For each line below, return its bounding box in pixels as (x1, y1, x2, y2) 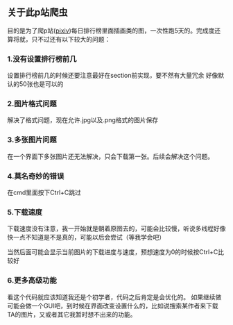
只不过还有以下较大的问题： (31, 35, 111, 43)
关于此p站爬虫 (7, 6, 68, 19)
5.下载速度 (7, 207, 43, 217)
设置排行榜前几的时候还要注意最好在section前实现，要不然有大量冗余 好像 (7, 72, 218, 80)
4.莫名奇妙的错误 (7, 171, 64, 181)
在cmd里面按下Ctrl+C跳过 (7, 188, 82, 197)
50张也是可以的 (19, 80, 64, 88)
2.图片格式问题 (7, 99, 57, 109)
